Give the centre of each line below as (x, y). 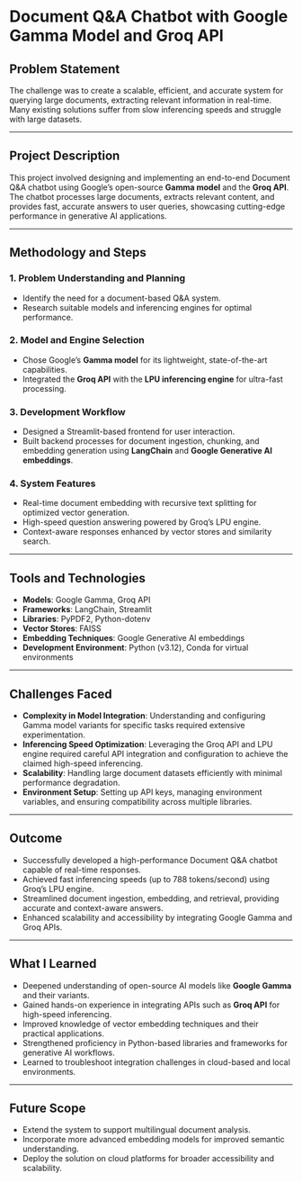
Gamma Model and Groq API (117, 36)
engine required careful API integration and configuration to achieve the (155, 754)
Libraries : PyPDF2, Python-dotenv (86, 619)
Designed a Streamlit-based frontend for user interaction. (129, 432)
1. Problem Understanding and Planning (98, 278)
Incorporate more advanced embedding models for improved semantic (153, 1140)
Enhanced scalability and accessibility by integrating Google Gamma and (157, 917)
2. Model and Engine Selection (77, 340)
